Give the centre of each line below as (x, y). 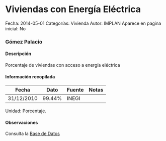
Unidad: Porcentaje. (26, 111)
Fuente (75, 90)
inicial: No (16, 28)
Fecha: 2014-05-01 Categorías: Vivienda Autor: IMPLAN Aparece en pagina (83, 23)
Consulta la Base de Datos (33, 134)
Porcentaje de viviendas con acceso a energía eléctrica (63, 65)
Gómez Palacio (24, 41)
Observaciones (22, 122)
